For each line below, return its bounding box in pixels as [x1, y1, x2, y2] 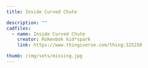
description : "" [6, 19, 47, 26]
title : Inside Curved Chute [6, 8, 78, 15]
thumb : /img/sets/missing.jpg [6, 53, 83, 59]
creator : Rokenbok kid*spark [17, 37, 91, 43]
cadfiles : [6, 25, 32, 31]
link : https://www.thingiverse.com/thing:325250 [17, 42, 143, 48]
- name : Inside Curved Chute [12, 31, 86, 37]
